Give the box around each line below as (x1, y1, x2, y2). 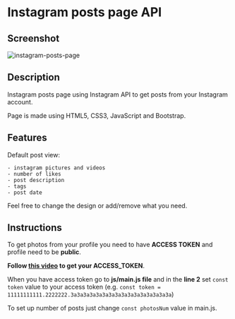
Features (7, 132, 47, 144)
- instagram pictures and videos (7, 164, 106, 171)
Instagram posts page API (7, 4, 162, 20)
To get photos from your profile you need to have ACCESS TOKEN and (7, 241, 213, 249)
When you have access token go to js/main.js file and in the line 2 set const (7, 275, 229, 284)
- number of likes (7, 170, 61, 177)
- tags (7, 183, 27, 190)
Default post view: (7, 150, 61, 159)
